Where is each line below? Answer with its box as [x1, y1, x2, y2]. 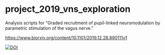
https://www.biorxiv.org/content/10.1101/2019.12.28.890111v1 [5, 35, 127, 41]
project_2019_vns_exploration [5, 3, 131, 15]
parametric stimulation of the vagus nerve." [5, 25, 94, 31]
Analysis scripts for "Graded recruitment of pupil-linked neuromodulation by [5, 20, 161, 26]
